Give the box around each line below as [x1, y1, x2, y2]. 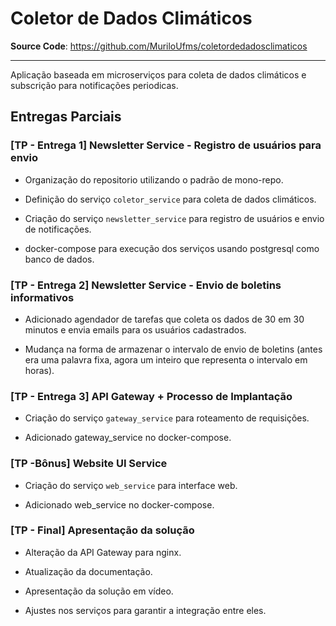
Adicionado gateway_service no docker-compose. [24, 432, 232, 444]
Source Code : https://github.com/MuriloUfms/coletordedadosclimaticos [10, 40, 308, 52]
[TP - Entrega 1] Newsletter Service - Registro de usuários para [10, 138, 322, 152]
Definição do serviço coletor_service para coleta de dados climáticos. [24, 193, 317, 205]
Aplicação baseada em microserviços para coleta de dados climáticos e [10, 68, 307, 81]
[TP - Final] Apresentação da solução [10, 523, 195, 537]
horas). [24, 364, 55, 376]
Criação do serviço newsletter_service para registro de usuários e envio [24, 212, 325, 224]
